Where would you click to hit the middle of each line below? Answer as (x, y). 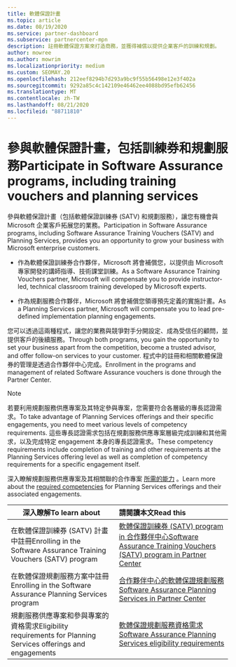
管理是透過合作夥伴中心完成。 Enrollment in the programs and (107, 364)
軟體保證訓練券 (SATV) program (171, 526)
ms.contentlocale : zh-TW (43, 99)
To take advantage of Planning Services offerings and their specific (117, 416)
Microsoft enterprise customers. (54, 248)
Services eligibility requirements (172, 643)
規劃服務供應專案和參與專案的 (60, 615)
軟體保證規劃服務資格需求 (161, 625)
